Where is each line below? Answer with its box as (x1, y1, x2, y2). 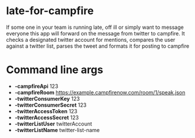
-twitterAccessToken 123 (14, 107, 78, 114)
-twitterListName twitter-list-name (14, 126, 100, 133)
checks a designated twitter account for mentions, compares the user (6, 36, 176, 43)
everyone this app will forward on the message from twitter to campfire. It (6, 29, 186, 37)
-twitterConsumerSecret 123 (14, 101, 87, 109)
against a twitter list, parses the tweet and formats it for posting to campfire (6, 42, 190, 50)
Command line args (6, 63, 104, 77)
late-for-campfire (6, 4, 94, 18)
